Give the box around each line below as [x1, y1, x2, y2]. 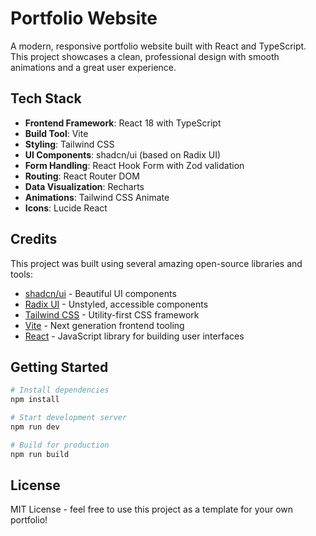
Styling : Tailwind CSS [24, 138, 115, 150]
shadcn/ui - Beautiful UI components [24, 287, 177, 299]
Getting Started [10, 358, 109, 376]
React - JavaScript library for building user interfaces [24, 330, 245, 342]
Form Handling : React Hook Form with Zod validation [24, 159, 245, 171]
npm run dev [10, 422, 60, 432]
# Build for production [10, 440, 110, 450]
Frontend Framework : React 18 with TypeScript [24, 117, 222, 129]
